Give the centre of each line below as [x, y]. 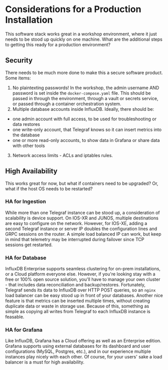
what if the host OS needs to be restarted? [49, 189]
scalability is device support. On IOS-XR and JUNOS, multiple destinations [82, 218]
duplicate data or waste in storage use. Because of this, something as [77, 306]
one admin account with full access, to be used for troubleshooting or [85, 119]
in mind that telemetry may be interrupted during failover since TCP [75, 239]
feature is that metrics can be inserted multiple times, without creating [78, 301]
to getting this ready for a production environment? [58, 44]
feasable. [15, 317]
